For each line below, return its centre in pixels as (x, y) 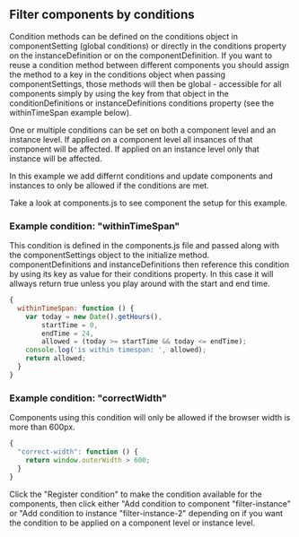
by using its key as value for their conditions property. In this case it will (141, 274)
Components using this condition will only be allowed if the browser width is (150, 418)
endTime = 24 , (68, 333)
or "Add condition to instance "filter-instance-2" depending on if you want (146, 513)
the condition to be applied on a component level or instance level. (132, 523)
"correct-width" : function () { (78, 452)
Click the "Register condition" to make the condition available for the (136, 494)
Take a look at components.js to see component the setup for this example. (149, 203)
